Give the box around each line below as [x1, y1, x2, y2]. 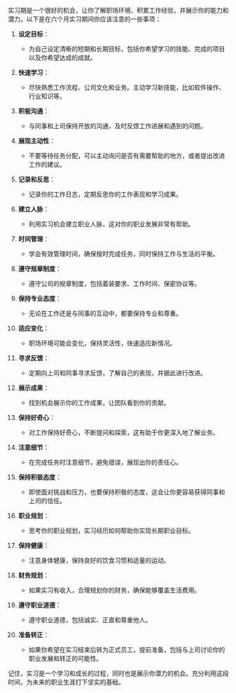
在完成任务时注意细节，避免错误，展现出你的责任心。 [28, 458, 183, 466]
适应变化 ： [18, 324, 50, 332]
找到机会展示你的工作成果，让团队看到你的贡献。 [28, 399, 170, 406]
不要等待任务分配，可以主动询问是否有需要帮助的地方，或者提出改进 [28, 151, 225, 160]
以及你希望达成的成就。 [28, 53, 97, 62]
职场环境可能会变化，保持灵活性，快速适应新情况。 [28, 339, 176, 347]
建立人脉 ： [18, 205, 50, 213]
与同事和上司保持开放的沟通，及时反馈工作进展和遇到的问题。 [28, 122, 207, 130]
